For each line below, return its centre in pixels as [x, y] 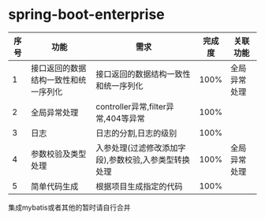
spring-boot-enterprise [87, 15]
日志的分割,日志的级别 [136, 133]
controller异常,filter [131, 106]
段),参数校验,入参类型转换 [143, 159]
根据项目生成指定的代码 [139, 186]
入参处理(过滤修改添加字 [141, 147]
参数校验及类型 [58, 154]
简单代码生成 [54, 186]
